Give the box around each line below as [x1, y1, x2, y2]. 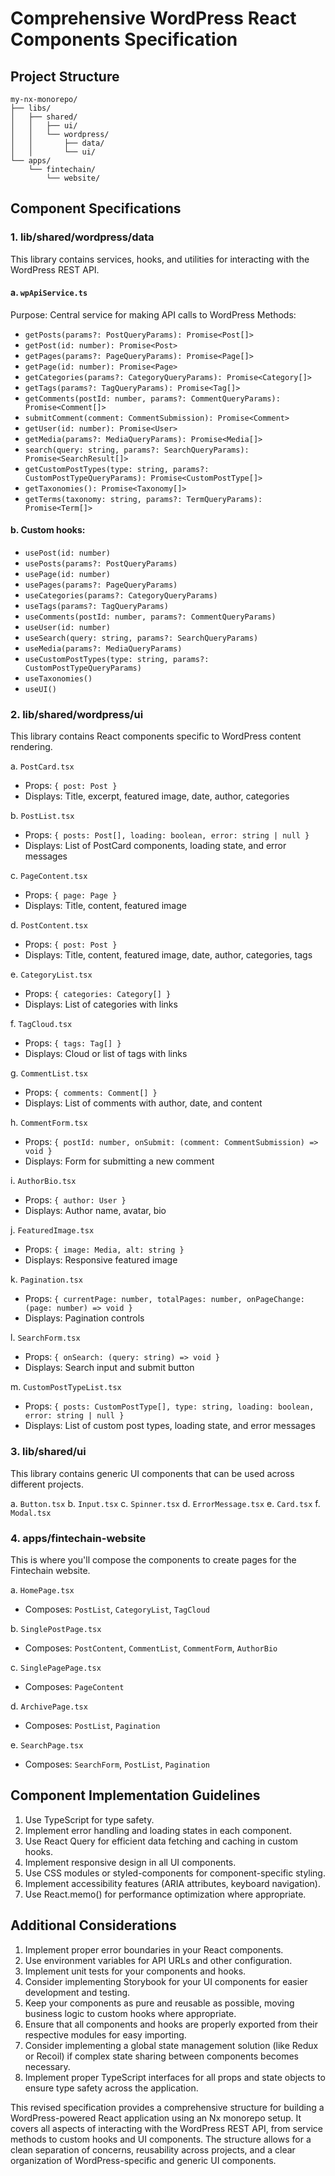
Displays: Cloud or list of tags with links [24, 1048, 188, 1060]
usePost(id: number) [24, 548, 111, 559]
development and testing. [24, 1986, 131, 1998]
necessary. [24, 2060, 71, 2072]
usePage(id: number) [24, 570, 111, 580]
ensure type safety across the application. [24, 2082, 199, 2094]
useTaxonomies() [24, 674, 93, 684]
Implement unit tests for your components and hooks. [24, 1965, 247, 1977]
